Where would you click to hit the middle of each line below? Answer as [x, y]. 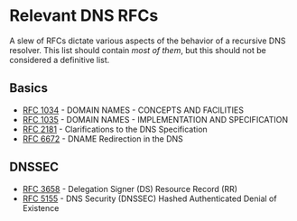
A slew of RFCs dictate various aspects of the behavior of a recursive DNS [148, 41]
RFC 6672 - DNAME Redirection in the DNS [102, 138]
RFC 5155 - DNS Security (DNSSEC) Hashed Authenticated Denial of [149, 198]
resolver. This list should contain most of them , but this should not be [138, 50]
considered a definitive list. [60, 60]
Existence [41, 207]
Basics [28, 88]
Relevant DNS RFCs [84, 16]
